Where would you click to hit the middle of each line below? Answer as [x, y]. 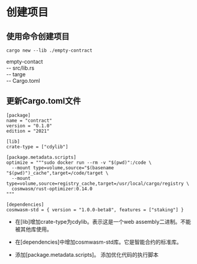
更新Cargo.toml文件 [44, 101]
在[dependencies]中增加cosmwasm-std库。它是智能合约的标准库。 [98, 242]
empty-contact [25, 61]
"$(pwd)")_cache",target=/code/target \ [58, 173]
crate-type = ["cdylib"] [37, 147]
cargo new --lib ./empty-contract [50, 50]
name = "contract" [29, 121]
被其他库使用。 [33, 229]
